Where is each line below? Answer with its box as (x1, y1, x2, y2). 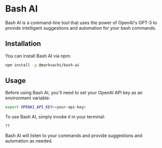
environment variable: (5, 95, 50, 101)
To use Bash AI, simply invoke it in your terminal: (5, 114, 105, 120)
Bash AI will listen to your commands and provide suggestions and (5, 132, 143, 138)
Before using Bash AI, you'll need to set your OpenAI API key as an (5, 90, 143, 96)
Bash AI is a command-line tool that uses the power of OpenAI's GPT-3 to (5, 20, 157, 26)
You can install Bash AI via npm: (5, 53, 71, 59)
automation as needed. (5, 138, 53, 144)
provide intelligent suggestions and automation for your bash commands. (5, 25, 156, 31)
